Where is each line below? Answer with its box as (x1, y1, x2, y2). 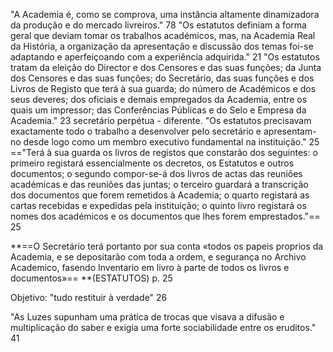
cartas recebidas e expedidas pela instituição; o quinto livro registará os (10, 200, 307, 211)
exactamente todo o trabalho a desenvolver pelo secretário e (10, 125, 262, 137)
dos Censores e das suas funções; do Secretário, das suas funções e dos (10, 72, 315, 84)
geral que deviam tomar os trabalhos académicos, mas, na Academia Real (10, 30, 316, 41)
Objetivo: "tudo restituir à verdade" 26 (10, 292, 168, 303)
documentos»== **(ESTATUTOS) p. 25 (10, 272, 173, 284)
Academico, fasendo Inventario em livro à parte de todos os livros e (10, 262, 290, 273)
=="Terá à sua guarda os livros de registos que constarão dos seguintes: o (10, 147, 318, 158)
